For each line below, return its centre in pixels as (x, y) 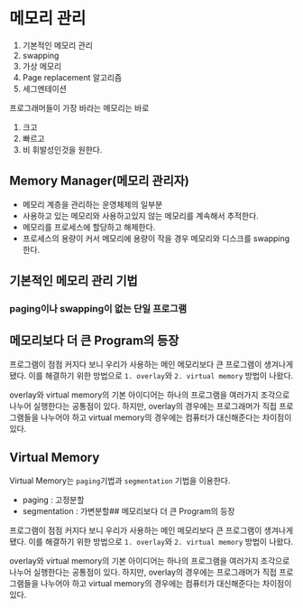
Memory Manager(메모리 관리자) (99, 181)
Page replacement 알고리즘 (72, 77)
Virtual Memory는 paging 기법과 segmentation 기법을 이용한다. (120, 481)
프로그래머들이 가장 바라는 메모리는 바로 (79, 108)
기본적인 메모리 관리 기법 (73, 281)
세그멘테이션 (45, 89)
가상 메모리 (42, 66)
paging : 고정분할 (53, 500)
